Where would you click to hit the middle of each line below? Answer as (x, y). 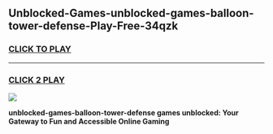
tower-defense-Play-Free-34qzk (93, 26)
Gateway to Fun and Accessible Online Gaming (89, 121)
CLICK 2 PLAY (37, 80)
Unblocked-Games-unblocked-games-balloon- (131, 13)
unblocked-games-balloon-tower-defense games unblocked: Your (123, 112)
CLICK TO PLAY (40, 50)
